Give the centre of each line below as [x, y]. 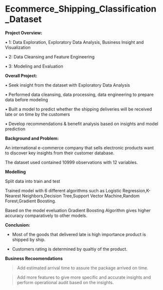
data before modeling [27, 100]
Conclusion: [18, 225]
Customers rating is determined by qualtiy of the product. [70, 249]
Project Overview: [24, 33]
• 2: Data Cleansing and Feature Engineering [50, 56]
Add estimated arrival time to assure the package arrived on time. [82, 268]
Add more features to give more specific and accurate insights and [84, 277]
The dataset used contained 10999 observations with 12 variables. [72, 162]
